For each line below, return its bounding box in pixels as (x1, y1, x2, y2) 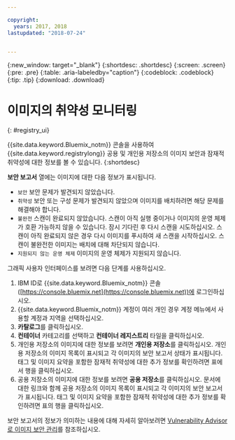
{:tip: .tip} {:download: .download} (7, 76, 105, 84)
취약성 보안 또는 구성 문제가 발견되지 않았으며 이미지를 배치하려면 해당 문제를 (17, 197, 225, 205)
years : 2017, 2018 (13, 22, 68, 30)
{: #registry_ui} (7, 126, 50, 135)
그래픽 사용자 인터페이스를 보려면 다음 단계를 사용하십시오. (7, 264, 166, 273)
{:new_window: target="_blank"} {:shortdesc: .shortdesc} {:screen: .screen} (7, 61, 226, 69)
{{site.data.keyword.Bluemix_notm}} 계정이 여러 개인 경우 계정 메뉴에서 (17, 305, 217, 314)
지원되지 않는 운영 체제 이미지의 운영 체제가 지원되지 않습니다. (17, 249, 182, 258)
